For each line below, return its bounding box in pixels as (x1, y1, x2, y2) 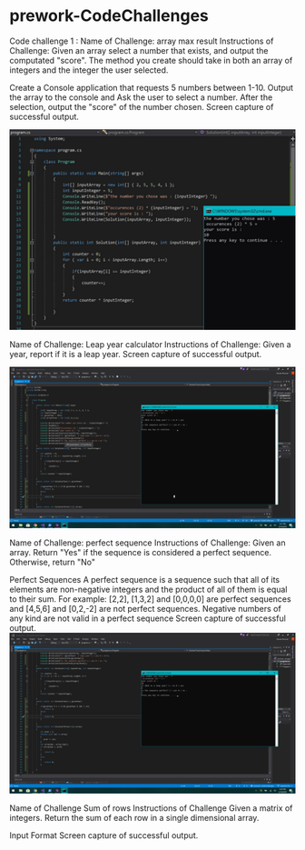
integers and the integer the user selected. (9, 65, 169, 75)
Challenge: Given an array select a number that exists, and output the (9, 45, 270, 55)
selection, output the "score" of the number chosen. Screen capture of (9, 101, 274, 112)
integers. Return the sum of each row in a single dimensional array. (9, 813, 260, 824)
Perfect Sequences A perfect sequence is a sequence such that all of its (9, 574, 280, 585)
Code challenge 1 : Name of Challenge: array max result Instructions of (9, 35, 274, 46)
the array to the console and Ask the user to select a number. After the (9, 92, 273, 103)
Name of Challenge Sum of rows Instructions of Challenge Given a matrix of (9, 803, 293, 814)
